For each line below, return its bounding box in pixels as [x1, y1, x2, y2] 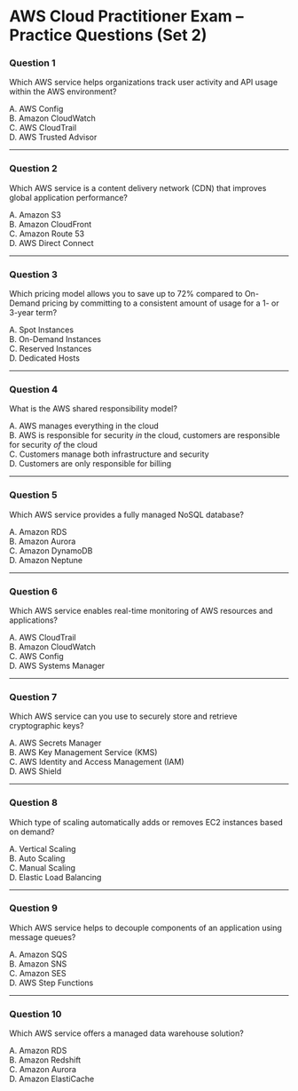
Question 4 [9, 384, 59, 395]
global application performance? [9, 192, 129, 203]
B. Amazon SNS [9, 958, 67, 969]
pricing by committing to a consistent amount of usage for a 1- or [42, 298, 279, 308]
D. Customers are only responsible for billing [9, 458, 172, 469]
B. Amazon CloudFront [9, 219, 92, 229]
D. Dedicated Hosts [9, 353, 80, 363]
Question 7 [9, 690, 58, 703]
